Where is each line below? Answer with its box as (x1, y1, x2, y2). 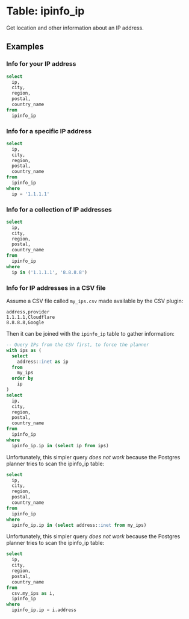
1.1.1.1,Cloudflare (6, 315, 55, 321)
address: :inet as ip (17, 359, 69, 365)
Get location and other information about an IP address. (6, 24, 144, 31)
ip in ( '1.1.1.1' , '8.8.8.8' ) (11, 269, 87, 275)
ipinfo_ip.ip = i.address (11, 607, 77, 613)
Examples (6, 42, 44, 52)
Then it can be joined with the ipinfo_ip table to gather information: (6, 330, 175, 338)
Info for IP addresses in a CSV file (6, 283, 106, 292)
